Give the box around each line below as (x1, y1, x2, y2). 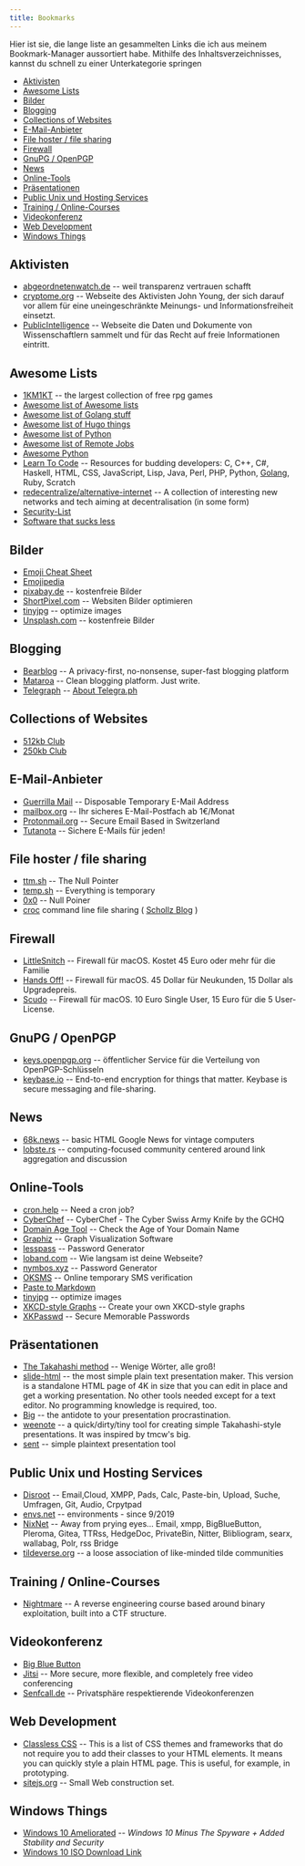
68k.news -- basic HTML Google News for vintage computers (22, 1134, 255, 1145)
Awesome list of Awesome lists (22, 399, 139, 410)
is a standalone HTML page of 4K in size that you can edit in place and (22, 1381, 289, 1392)
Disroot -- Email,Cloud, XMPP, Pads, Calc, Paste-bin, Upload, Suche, (22, 1489, 280, 1500)
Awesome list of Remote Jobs (22, 439, 135, 450)
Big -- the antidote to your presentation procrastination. (22, 1410, 231, 1421)
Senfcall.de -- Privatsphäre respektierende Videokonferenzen (22, 1687, 255, 1698)
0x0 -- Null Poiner (22, 895, 91, 906)
